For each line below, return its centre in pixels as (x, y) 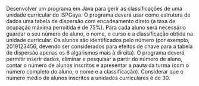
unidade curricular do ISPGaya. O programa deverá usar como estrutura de (98, 15)
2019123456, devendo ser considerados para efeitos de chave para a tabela (99, 46)
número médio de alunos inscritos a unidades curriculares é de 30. (88, 78)
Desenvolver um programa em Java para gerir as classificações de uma (94, 9)
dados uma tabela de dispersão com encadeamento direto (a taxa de (91, 21)
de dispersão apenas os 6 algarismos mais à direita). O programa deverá (95, 52)
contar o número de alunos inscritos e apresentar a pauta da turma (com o (98, 65)
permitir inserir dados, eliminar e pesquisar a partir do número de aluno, (94, 59)
